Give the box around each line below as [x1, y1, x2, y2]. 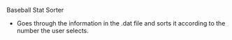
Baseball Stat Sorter [6, 6, 64, 14]
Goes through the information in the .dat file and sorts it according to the [16, 19, 226, 27]
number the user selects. [16, 27, 89, 34]
